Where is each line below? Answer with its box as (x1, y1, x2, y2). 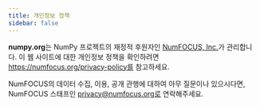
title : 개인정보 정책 (8, 11, 70, 20)
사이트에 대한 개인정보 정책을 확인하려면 (35, 52, 160, 61)
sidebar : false (8, 19, 59, 27)
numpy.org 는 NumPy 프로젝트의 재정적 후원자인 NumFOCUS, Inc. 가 (8, 41, 225, 52)
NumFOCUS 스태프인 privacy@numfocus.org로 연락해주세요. (8, 88, 204, 98)
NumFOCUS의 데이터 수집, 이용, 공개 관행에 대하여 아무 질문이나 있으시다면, (8, 79, 246, 88)
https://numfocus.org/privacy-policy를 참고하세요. (8, 61, 170, 72)
